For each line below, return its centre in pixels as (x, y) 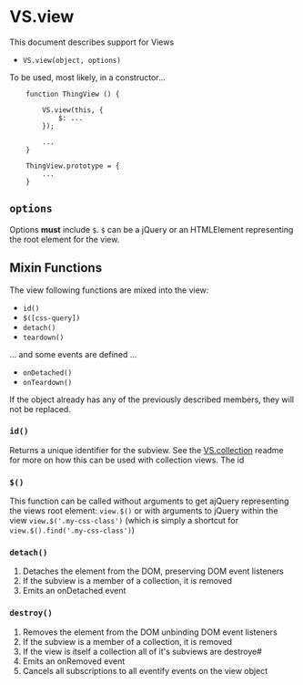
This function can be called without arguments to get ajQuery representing (149, 501)
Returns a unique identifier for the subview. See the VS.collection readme (146, 450)
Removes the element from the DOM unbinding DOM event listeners (150, 632)
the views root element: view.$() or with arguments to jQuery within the (144, 511)
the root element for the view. (65, 239)
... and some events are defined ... (73, 354)
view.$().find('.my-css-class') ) (72, 530)
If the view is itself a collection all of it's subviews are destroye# (142, 651)
